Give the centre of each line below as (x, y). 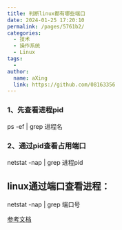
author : (18, 71)
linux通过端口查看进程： (59, 187)
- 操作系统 (27, 46)
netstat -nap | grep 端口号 (44, 204)
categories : (24, 33)
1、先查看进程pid (35, 110)
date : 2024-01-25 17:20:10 (46, 20)
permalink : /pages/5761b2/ (46, 26)
